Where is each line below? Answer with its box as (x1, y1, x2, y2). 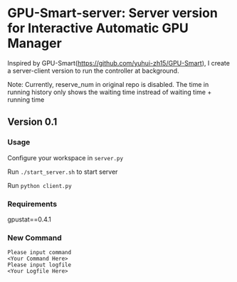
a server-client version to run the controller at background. (7, 66, 179, 75)
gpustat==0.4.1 (7, 215, 52, 224)
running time (7, 95, 45, 104)
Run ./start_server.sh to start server (7, 167, 118, 176)
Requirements (7, 199, 58, 209)
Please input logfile (7, 261, 72, 268)
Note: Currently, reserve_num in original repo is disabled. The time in (7, 80, 209, 88)
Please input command (7, 249, 72, 256)
